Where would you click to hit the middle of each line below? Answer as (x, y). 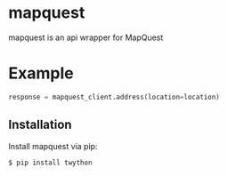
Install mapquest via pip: (53, 146)
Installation (40, 125)
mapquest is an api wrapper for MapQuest (86, 37)
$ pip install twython (50, 163)
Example (41, 73)
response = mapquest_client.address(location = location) (114, 97)
